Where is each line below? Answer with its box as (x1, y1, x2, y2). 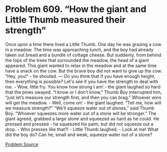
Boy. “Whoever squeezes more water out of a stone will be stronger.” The (5, 110, 156, 116)
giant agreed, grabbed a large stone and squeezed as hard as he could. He (5, 115, 159, 121)
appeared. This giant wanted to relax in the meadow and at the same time (5, 62, 157, 68)
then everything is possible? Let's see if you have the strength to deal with (5, 78, 158, 84)
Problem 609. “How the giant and (5, 3, 146, 15)
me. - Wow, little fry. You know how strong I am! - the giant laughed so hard (5, 83, 161, 89)
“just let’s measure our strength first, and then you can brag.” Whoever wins (5, 94, 161, 100)
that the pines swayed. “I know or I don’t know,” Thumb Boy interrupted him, (5, 89, 162, 95)
